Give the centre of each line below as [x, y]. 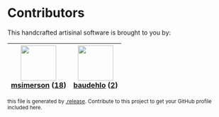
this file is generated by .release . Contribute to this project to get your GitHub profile [109, 101]
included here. [25, 107]
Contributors [46, 13]
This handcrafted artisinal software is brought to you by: [89, 32]
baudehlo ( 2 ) [96, 85]
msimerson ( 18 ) [39, 85]
